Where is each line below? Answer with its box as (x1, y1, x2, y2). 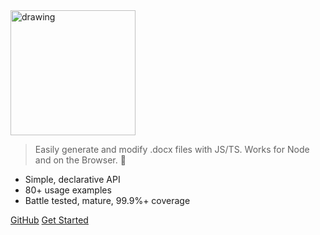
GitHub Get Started (10, 214, 89, 226)
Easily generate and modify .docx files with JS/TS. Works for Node (34, 144, 310, 155)
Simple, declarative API (24, 174, 121, 185)
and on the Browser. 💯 (34, 154, 127, 166)
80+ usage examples (24, 184, 112, 196)
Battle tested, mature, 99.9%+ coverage (24, 195, 191, 206)
